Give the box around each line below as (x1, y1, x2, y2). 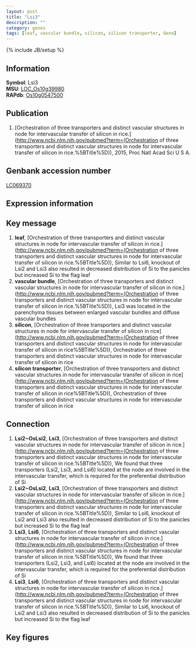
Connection (6, 419, 50, 429)
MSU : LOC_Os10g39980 (6, 85, 64, 92)
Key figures (6, 632, 49, 642)
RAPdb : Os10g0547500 (6, 91, 63, 99)
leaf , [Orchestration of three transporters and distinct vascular (14, 234, 166, 241)
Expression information (6, 198, 94, 208)
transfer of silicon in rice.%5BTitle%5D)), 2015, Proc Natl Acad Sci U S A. (14, 149, 191, 156)
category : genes (6, 25, 46, 31)
